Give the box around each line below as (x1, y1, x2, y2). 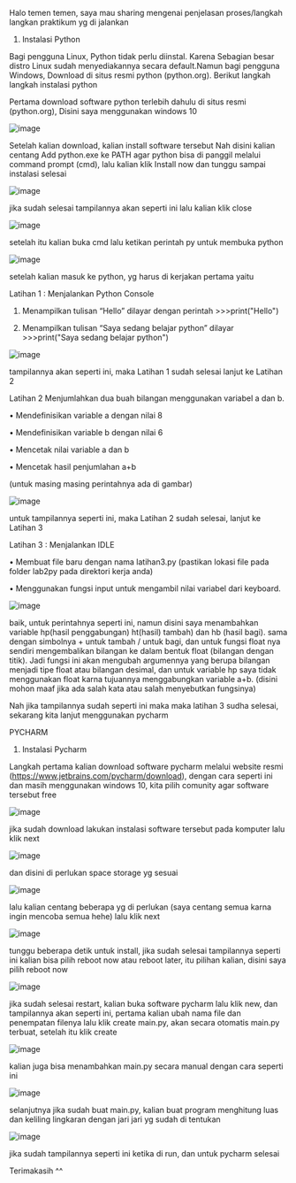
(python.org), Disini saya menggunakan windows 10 (9, 106, 197, 116)
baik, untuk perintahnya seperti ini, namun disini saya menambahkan (9, 618, 259, 627)
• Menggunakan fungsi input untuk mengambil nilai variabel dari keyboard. (9, 583, 281, 594)
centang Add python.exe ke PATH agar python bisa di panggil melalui (9, 150, 261, 160)
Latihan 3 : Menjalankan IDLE (9, 540, 115, 549)
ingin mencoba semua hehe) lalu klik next (9, 911, 161, 921)
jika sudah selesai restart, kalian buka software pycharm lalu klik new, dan (9, 999, 278, 1009)
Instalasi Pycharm (21, 744, 87, 755)
